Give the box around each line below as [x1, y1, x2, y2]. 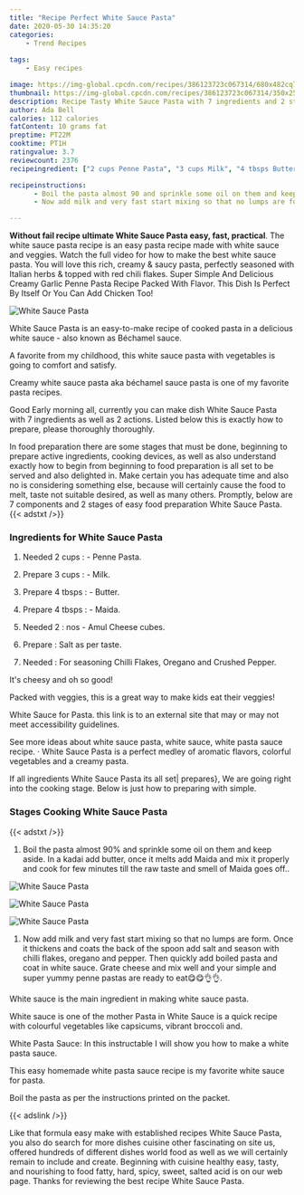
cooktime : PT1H [9, 139, 67, 148]
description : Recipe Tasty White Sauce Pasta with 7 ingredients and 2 [9, 97, 285, 106]
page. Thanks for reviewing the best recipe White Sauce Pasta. [9, 1175, 244, 1186]
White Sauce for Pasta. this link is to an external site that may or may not [9, 710, 280, 721]
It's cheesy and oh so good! [9, 674, 113, 685]
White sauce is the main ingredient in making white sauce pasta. [9, 993, 249, 1004]
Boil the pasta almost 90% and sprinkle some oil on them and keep [22, 844, 272, 855]
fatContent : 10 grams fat [9, 122, 107, 131]
